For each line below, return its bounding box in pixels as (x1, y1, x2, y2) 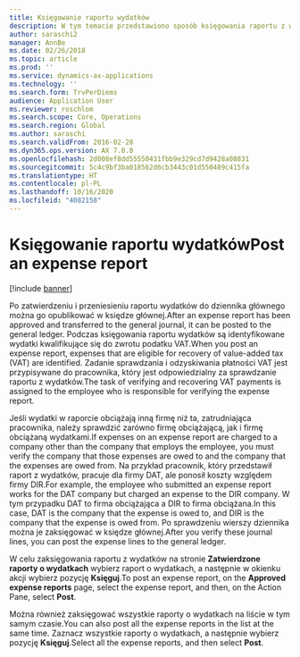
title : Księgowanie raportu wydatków (9, 13, 150, 22)
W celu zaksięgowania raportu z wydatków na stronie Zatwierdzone (9, 553, 261, 564)
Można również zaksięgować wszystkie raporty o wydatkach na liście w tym (9, 609, 290, 619)
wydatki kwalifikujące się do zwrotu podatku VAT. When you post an (9, 338, 259, 349)
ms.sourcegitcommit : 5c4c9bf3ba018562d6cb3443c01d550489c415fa (9, 163, 250, 172)
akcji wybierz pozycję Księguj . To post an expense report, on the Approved (9, 572, 287, 583)
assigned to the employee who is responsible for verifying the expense (9, 385, 271, 396)
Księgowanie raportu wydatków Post (9, 234, 285, 255)
